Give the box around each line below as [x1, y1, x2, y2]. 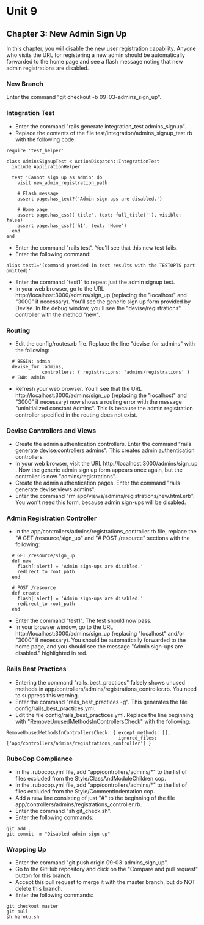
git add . [6, 826, 32, 832]
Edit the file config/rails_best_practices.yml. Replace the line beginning [15, 711, 194, 718]
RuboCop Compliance [6, 754, 73, 763]
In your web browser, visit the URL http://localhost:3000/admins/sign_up [15, 460, 198, 467]
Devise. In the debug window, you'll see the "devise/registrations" [15, 304, 181, 311]
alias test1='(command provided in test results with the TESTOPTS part [6, 262, 195, 269]
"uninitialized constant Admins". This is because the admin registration [15, 404, 194, 412]
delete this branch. [15, 885, 63, 893]
